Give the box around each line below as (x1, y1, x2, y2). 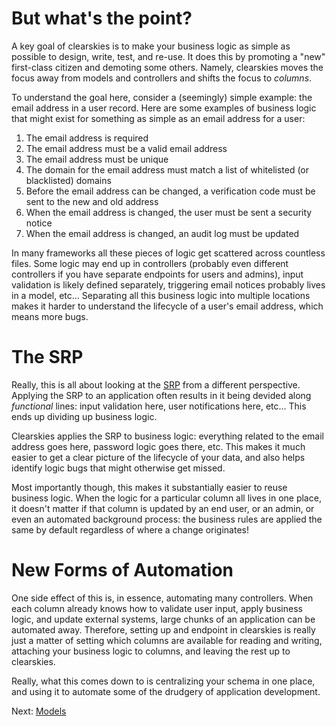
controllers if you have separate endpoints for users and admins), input (11, 268, 304, 280)
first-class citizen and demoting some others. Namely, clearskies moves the (11, 61, 324, 73)
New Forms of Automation (11, 559, 234, 582)
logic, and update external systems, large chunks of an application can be (11, 613, 316, 625)
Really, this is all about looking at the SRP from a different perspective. (11, 378, 301, 391)
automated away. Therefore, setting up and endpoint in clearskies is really (11, 623, 316, 636)
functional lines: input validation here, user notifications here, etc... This (11, 400, 307, 412)
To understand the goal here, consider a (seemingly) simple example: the (11, 91, 313, 103)
